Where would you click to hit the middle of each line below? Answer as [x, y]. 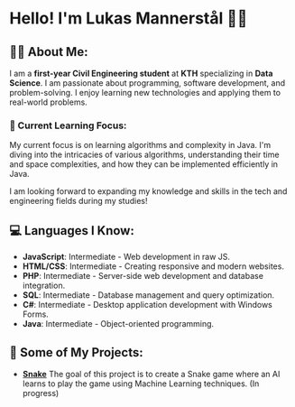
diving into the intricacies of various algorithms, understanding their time [144, 155]
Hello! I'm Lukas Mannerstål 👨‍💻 [129, 18]
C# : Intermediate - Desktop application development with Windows [147, 305]
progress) [41, 393]
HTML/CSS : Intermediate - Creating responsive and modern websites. [153, 266]
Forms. [36, 314]
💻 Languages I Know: [72, 231]
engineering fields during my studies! [78, 201]
